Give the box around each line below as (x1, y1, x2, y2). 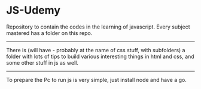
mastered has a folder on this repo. (6, 29, 93, 36)
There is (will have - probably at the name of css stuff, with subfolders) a (6, 46, 185, 53)
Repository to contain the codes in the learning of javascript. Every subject (6, 23, 190, 30)
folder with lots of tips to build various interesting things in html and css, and (6, 53, 194, 60)
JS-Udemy (6, 4, 61, 17)
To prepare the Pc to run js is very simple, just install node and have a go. (6, 76, 187, 83)
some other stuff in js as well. (6, 59, 79, 66)
